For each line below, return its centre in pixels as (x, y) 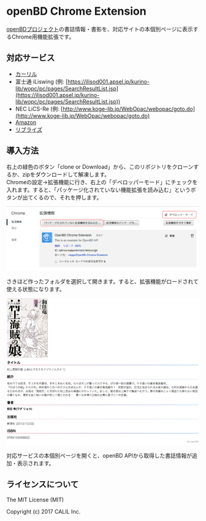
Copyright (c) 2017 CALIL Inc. (44, 511)
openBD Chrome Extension (76, 11)
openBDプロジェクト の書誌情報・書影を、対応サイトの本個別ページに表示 (100, 29)
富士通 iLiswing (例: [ (41, 82)
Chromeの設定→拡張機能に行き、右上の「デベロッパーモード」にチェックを (102, 182)
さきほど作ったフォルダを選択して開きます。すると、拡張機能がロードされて (103, 281)
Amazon (26, 122)
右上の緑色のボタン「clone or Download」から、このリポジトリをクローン (100, 166)
